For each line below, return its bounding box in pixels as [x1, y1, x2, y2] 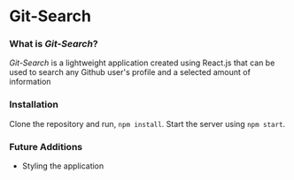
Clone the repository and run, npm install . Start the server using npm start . [9, 118, 286, 129]
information [9, 77, 51, 87]
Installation [9, 99, 59, 111]
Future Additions [9, 140, 82, 153]
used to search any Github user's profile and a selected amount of [9, 67, 251, 78]
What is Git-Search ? [9, 38, 99, 50]
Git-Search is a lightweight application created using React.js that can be [9, 57, 275, 68]
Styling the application [21, 161, 104, 171]
